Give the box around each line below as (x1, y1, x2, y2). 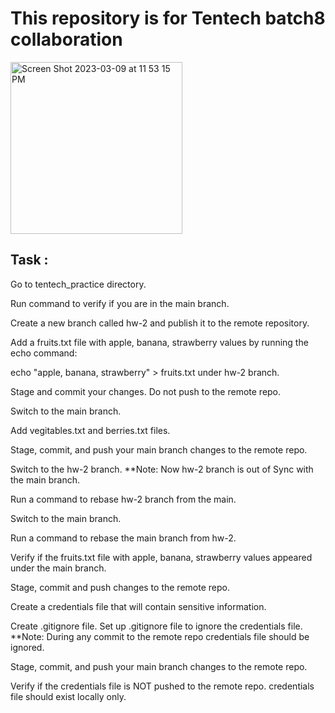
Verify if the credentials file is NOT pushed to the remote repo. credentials (10, 680, 315, 692)
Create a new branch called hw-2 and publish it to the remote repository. (10, 317, 310, 329)
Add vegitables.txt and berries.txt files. (10, 424, 171, 436)
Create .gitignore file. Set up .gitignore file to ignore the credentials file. (10, 620, 303, 632)
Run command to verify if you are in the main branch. (10, 297, 230, 309)
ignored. (10, 641, 45, 653)
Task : (10, 252, 49, 269)
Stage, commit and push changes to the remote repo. (10, 581, 230, 593)
